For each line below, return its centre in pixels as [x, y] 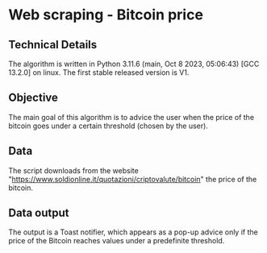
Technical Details [53, 45]
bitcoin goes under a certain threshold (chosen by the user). [108, 126]
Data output [39, 213]
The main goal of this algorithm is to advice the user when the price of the [131, 117]
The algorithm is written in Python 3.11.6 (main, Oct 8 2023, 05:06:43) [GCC [134, 64]
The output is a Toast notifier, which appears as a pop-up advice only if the [133, 232]
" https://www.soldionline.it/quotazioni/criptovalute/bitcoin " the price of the [133, 179]
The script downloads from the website [73, 170]
